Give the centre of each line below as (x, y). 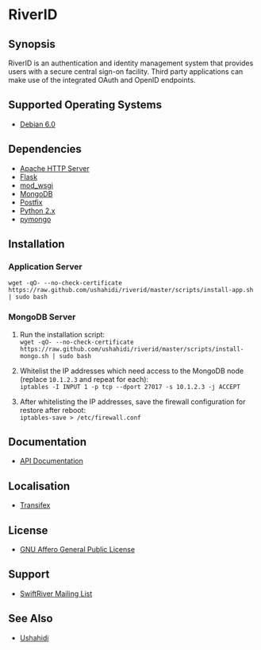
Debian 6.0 (37, 124)
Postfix (31, 202)
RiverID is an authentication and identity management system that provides (131, 63)
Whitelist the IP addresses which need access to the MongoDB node (132, 371)
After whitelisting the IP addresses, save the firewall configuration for (132, 401)
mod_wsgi (36, 185)
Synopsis (32, 44)
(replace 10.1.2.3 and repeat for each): (84, 379)
